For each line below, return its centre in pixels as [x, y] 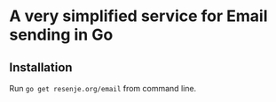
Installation [41, 67]
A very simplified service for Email [138, 16]
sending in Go [61, 35]
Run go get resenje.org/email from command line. [103, 88]
